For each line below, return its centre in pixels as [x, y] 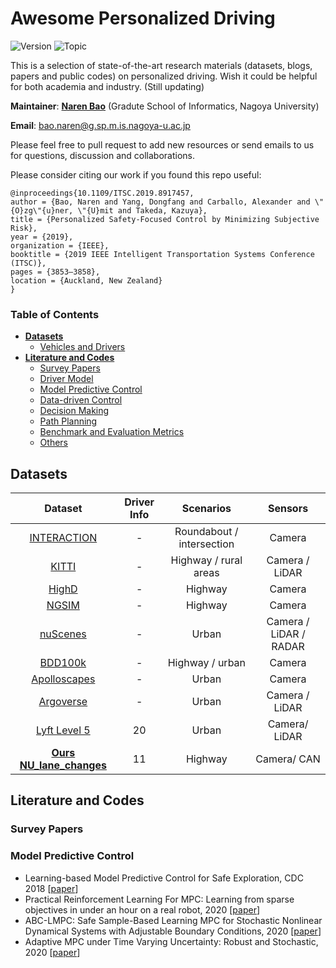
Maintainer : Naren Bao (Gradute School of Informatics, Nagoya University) [165, 106]
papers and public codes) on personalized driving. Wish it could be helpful [164, 76]
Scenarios [206, 509]
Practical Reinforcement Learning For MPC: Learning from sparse [159, 899]
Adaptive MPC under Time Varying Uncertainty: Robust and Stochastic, [171, 941]
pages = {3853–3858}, [55, 272]
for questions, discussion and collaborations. [103, 155]
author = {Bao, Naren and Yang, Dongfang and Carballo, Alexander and [160, 202]
